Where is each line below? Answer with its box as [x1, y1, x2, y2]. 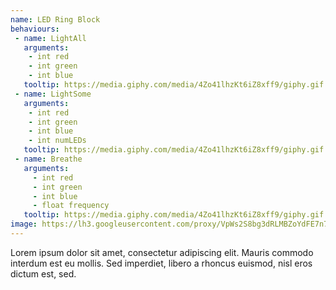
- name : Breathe [14, 154, 83, 164]
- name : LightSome [14, 89, 92, 99]
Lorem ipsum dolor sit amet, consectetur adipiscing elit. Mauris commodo [10, 246, 314, 258]
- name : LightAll [14, 33, 87, 43]
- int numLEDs [28, 136, 87, 146]
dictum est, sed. [10, 267, 77, 280]
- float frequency [32, 201, 110, 211]
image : [10, 219, 38, 230]
